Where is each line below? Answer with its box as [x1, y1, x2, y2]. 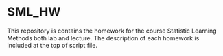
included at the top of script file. [7, 41, 98, 49]
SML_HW [7, 4, 61, 20]
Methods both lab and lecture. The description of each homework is [7, 33, 200, 42]
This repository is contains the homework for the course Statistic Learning [7, 27, 218, 35]
